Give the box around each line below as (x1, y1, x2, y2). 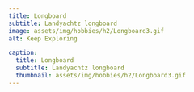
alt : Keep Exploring (8, 34, 78, 43)
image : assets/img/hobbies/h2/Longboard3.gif (8, 27, 164, 35)
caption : (8, 49, 38, 57)
